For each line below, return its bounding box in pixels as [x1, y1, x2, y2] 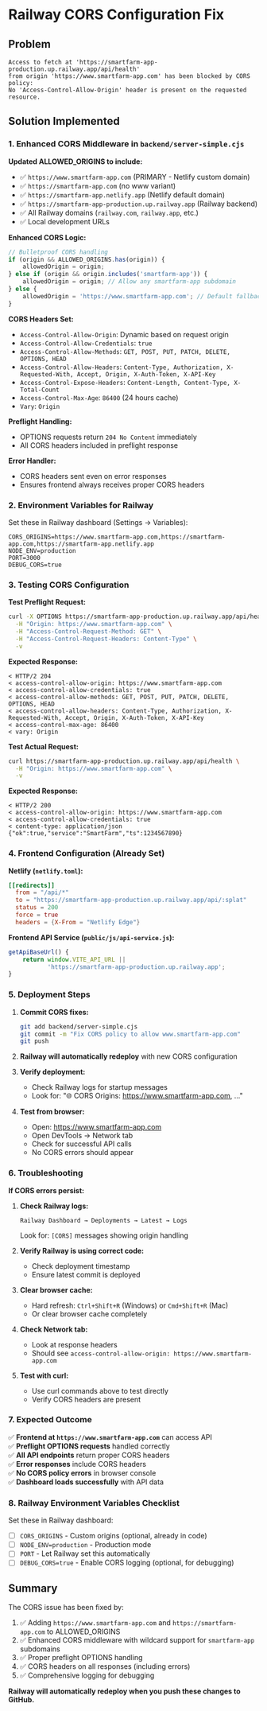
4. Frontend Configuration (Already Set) [8, 848, 165, 859]
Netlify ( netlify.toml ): [8, 865, 83, 876]
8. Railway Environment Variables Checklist [8, 1497, 180, 1508]
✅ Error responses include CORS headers [8, 1459, 147, 1468]
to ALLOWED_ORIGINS [46, 1627, 121, 1636]
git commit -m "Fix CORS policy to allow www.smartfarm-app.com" [19, 1030, 241, 1038]
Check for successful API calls [31, 1139, 133, 1149]
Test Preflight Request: [8, 597, 86, 607]
